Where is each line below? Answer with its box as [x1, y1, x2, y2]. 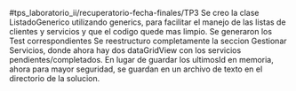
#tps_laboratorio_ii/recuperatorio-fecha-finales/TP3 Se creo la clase [9, 8, 260, 18]
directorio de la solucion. [9, 73, 100, 83]
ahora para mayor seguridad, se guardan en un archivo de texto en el [9, 64, 263, 74]
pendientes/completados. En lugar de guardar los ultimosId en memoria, [9, 55, 274, 64]
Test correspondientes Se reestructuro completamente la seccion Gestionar [9, 35, 287, 46]
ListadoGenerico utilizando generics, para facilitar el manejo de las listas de [9, 17, 286, 27]
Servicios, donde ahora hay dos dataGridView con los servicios [9, 45, 242, 56]
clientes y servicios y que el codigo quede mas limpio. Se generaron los [9, 27, 273, 36]
